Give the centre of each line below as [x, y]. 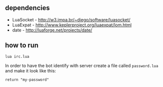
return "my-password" [27, 80]
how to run [22, 45]
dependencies [27, 8]
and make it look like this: [31, 70]
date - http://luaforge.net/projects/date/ [52, 30]
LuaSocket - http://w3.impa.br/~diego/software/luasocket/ [71, 19]
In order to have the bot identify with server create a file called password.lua [82, 66]
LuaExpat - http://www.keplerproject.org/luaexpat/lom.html [72, 25]
